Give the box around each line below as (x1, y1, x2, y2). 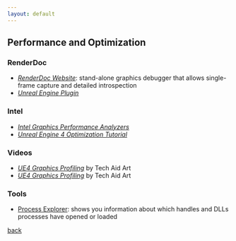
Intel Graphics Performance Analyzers (17, 122, 129, 131)
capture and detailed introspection (36, 81, 137, 90)
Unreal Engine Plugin (17, 89, 79, 98)
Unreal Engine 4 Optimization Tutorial (17, 130, 128, 139)
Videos (7, 148, 33, 158)
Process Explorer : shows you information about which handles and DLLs (17, 205, 229, 213)
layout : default (7, 10, 55, 18)
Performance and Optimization (7, 37, 146, 49)
